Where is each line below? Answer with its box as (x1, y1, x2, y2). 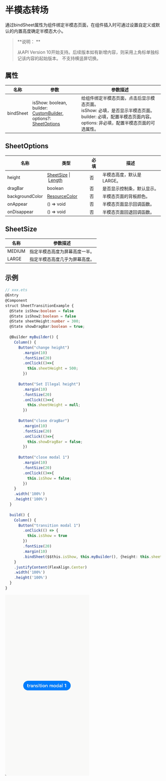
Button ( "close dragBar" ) (18, 419, 70, 423)
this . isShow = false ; (27, 476, 72, 481)
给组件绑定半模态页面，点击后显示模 (81, 95, 155, 101)
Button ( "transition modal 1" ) (18, 523, 81, 528)
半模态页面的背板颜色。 (102, 193, 150, 199)
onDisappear (7, 209, 34, 215)
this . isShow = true (27, 534, 68, 539)
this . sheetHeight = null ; (27, 403, 81, 408)
